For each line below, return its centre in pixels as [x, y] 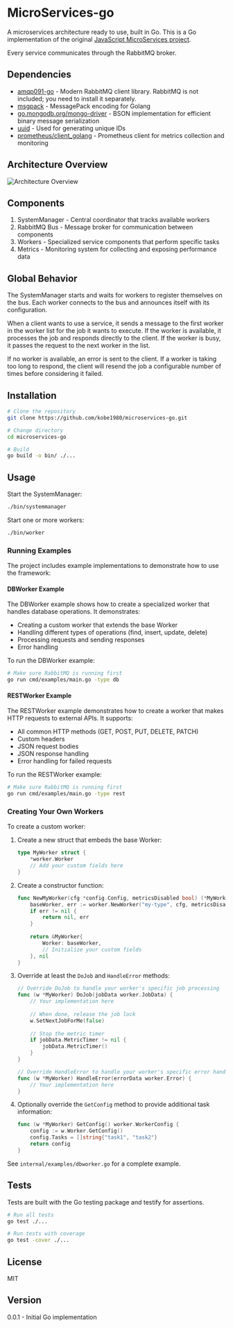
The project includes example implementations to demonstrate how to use [113, 566]
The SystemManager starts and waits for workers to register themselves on [115, 295]
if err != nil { [53, 911]
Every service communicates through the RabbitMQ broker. [92, 53]
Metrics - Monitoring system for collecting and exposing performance [117, 249]
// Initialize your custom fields [92, 949]
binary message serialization [58, 121]
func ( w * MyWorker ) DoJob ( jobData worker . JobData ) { [95, 995]
